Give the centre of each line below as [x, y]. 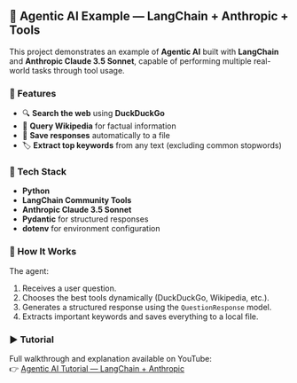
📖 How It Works [43, 252]
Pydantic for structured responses [85, 219]
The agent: [29, 270]
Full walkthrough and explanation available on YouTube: [111, 359]
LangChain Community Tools [77, 200]
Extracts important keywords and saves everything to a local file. [140, 317]
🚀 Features [33, 93]
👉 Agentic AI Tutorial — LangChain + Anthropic [97, 368]
